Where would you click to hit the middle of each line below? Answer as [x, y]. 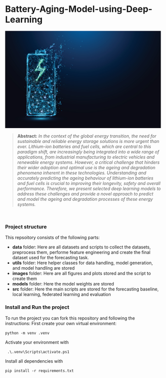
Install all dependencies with [34, 361]
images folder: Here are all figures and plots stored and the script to [82, 274]
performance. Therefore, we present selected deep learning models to [89, 189]
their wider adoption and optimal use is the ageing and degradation [86, 167]
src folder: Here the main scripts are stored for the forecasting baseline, [85, 289]
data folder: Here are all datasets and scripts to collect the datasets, [82, 247]
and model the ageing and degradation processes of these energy [85, 199]
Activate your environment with [37, 342]
